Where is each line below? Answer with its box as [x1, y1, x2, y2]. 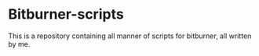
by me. [8, 39, 31, 48]
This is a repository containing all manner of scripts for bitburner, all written [8, 31, 252, 40]
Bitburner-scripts [8, 5, 124, 23]
